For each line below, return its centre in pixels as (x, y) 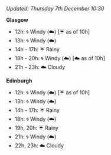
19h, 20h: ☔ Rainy (37, 128)
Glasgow (17, 20)
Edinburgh (19, 81)
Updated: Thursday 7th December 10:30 (55, 9)
